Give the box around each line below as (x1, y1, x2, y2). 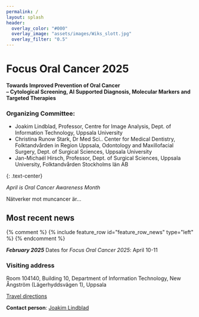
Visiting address (6, 261, 55, 269)
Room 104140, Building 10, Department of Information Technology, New (6, 275, 181, 282)
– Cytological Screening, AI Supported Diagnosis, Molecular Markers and (6, 88, 191, 95)
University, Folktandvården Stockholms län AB (14, 161, 129, 168)
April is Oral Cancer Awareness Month (6, 184, 100, 191)
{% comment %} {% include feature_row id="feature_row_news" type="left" (6, 229, 194, 236)
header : (6, 20, 26, 26)
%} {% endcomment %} (6, 235, 66, 242)
